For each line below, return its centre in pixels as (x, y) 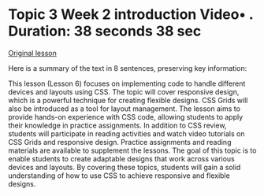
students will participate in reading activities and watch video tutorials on (126, 133)
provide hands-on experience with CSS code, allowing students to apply (126, 116)
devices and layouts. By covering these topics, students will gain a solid (125, 167)
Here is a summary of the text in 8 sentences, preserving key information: (128, 68)
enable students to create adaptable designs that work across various (121, 158)
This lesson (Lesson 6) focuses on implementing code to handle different (127, 83)
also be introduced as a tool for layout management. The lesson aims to (124, 109)
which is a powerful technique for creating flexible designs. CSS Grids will (128, 100)
